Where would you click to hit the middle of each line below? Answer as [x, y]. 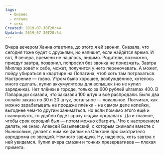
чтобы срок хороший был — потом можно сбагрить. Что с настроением [82, 121]
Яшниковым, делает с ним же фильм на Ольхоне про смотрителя [75, 131]
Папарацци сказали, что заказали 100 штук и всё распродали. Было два [82, 94]
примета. [15, 147]
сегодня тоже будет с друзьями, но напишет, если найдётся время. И [80, 52]
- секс [16, 24]
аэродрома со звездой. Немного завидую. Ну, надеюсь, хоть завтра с [80, 137]
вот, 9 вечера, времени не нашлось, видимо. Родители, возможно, [77, 57]
